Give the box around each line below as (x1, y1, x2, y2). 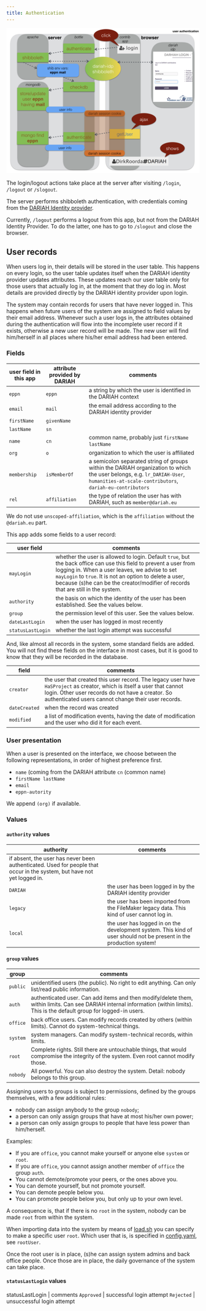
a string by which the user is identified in (88, 387, 191, 394)
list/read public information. (30, 986, 101, 993)
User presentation (6, 736, 62, 744)
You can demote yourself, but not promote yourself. (15, 1182, 146, 1189)
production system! (107, 939, 156, 946)
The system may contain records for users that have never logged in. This (6, 301, 193, 308)
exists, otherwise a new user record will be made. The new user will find (6, 327, 189, 335)
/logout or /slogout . (6, 185, 58, 193)
